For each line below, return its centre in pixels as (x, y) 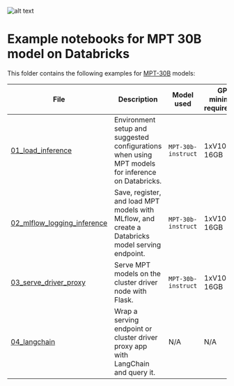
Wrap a (126, 311)
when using (133, 155)
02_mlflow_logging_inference (59, 222)
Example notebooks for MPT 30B (104, 39)
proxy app (131, 346)
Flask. (124, 299)
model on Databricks (69, 54)
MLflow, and (134, 218)
